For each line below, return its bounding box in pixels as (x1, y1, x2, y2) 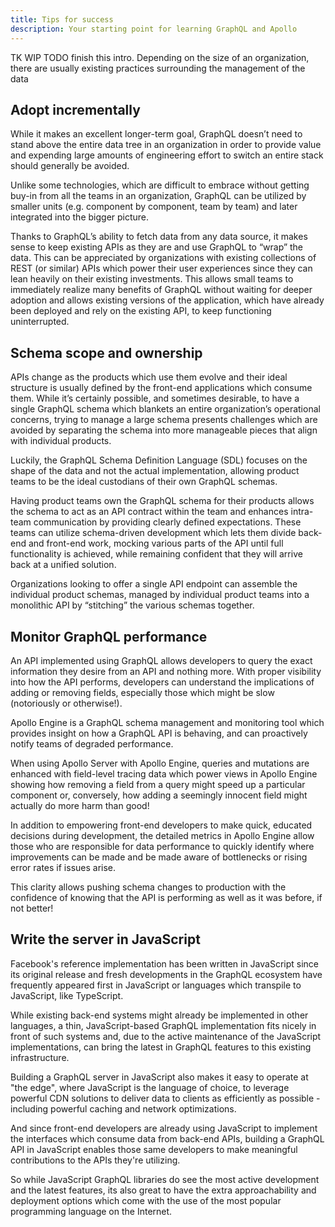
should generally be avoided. (10, 160, 130, 172)
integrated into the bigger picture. (10, 211, 150, 223)
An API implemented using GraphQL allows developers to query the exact (10, 654, 313, 666)
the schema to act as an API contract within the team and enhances (10, 506, 289, 518)
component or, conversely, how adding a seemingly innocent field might (10, 789, 308, 801)
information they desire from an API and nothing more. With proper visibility (10, 665, 322, 677)
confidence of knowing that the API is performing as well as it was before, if (10, 891, 323, 903)
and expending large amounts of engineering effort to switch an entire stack (10, 149, 324, 161)
